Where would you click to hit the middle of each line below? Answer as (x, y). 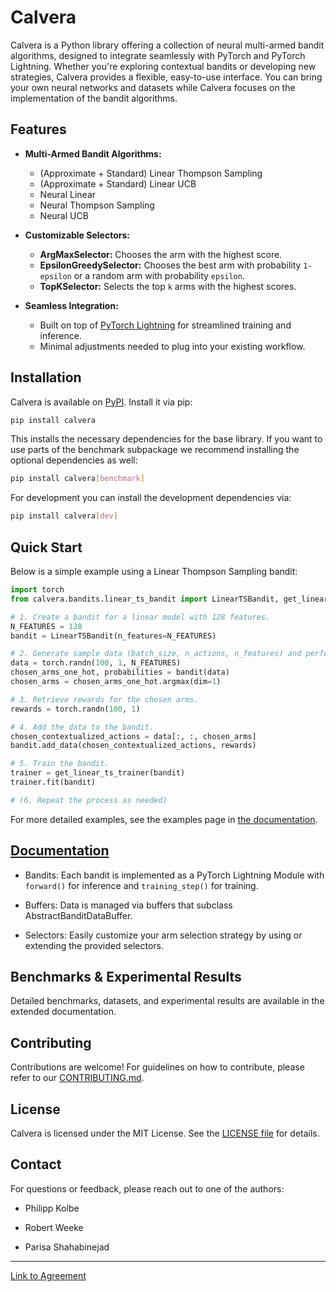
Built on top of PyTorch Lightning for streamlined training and (165, 325)
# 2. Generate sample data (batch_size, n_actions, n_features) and (156, 654)
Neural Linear (68, 194)
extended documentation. (63, 1012)
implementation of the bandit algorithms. (94, 98)
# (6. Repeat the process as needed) (89, 800)
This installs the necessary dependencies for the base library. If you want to (166, 439)
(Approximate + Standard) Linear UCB (118, 183)
